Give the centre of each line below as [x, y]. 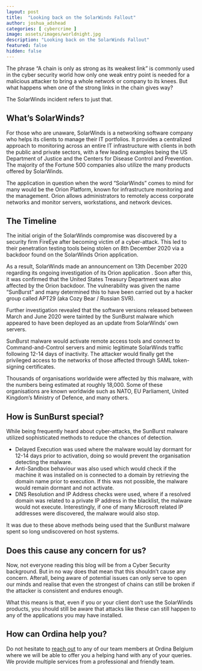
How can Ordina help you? [57, 634]
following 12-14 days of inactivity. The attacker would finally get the [90, 354]
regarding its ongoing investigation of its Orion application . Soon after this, [99, 273]
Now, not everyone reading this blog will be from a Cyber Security [88, 565]
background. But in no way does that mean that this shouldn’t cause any [96, 571]
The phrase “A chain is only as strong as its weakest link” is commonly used [100, 68]
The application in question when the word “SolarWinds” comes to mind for [100, 183]
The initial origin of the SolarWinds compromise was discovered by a [92, 235]
